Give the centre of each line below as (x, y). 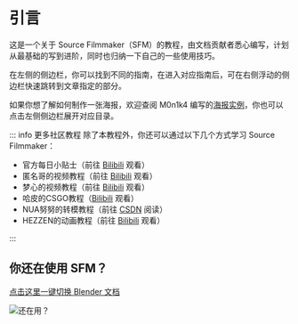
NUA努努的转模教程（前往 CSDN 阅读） (94, 209)
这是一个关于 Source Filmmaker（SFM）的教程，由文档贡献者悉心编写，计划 (149, 45)
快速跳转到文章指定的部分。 (75, 85)
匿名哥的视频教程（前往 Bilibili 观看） (89, 175)
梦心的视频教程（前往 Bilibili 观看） (85, 187)
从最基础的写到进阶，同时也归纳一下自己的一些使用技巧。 (114, 55)
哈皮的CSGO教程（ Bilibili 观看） (81, 198)
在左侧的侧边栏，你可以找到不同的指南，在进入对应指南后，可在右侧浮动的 (145, 74)
